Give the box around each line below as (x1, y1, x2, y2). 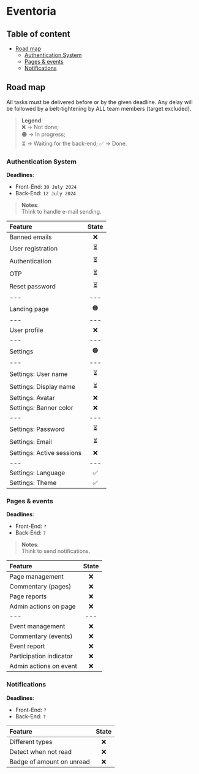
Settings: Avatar (9, 394, 55, 402)
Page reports (9, 592, 47, 601)
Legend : (21, 116, 43, 124)
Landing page (9, 304, 49, 313)
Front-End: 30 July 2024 (15, 183, 77, 190)
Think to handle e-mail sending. (21, 208, 102, 216)
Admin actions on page (9, 602, 76, 611)
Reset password (9, 282, 56, 290)
